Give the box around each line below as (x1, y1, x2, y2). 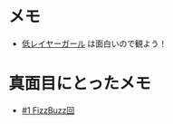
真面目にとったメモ (8, 73, 151, 94)
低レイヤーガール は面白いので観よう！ (21, 38, 168, 49)
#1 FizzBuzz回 (21, 104, 75, 116)
